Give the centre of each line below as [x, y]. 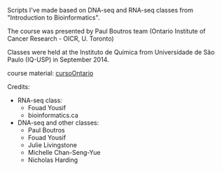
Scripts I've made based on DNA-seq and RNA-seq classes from [100, 10]
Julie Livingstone [52, 145]
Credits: [19, 87]
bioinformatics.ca [53, 115]
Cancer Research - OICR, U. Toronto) [61, 39]
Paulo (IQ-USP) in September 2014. [58, 60]
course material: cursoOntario [50, 73]
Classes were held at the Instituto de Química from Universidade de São [111, 52]
